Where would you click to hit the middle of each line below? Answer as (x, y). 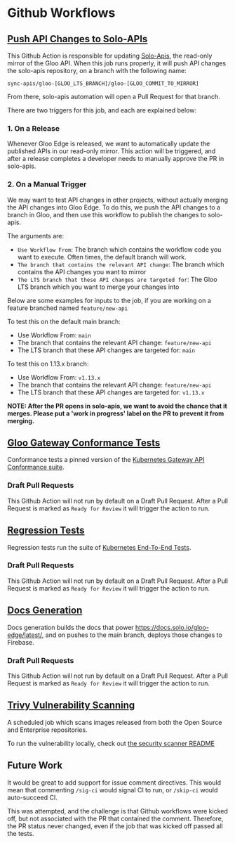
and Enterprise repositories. (47, 730)
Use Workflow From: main (54, 335)
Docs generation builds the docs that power (71, 627)
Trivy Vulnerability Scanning (71, 706)
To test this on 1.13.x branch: (48, 363)
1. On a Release (33, 128)
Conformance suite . (36, 467)
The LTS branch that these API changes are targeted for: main (106, 350)
